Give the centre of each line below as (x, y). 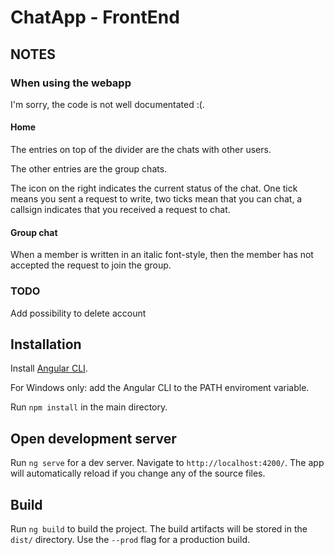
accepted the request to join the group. (91, 265)
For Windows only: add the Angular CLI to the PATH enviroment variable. (160, 388)
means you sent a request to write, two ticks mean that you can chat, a (156, 199)
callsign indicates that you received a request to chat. (120, 210)
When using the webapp (71, 83)
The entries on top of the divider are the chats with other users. (141, 150)
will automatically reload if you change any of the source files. (138, 473)
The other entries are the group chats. (89, 169)
